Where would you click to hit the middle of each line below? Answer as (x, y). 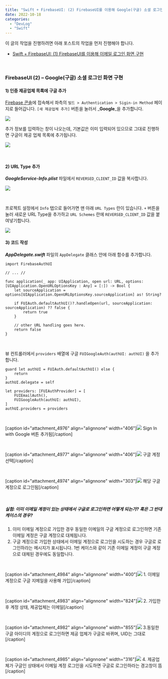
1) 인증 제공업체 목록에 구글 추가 (36, 90)
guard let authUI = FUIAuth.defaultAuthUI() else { (60, 369)
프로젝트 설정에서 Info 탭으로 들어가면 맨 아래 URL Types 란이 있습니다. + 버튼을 (83, 208)
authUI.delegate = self (30, 382)
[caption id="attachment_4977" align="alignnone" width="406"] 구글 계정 (83, 454)
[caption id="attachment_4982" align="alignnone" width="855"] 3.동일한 (82, 627)
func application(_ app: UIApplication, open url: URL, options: (74, 281)
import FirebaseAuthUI (29, 264)
